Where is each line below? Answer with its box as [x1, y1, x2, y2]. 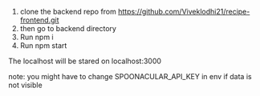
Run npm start [19, 41, 67, 50]
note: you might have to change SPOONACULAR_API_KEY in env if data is [8, 72, 252, 81]
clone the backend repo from [19, 7, 116, 16]
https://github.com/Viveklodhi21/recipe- [117, 7, 250, 16]
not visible [8, 80, 43, 90]
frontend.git [19, 15, 59, 25]
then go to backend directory [19, 24, 116, 33]
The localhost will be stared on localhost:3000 [8, 56, 162, 66]
